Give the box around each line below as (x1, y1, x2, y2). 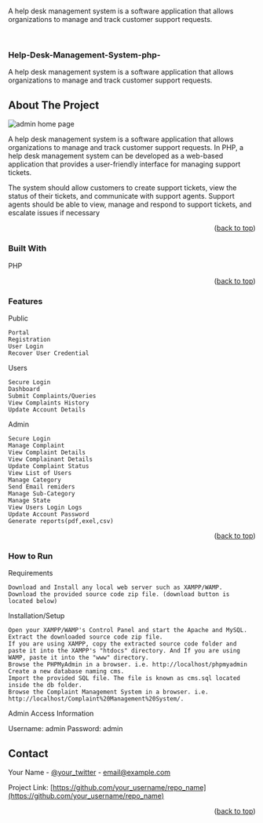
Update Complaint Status (8, 462, 89, 470)
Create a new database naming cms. (8, 668, 125, 675)
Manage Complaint (8, 441, 65, 449)
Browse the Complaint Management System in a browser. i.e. (8, 688, 210, 697)
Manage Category (8, 476, 61, 484)
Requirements (8, 569, 53, 578)
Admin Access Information (8, 709, 94, 719)
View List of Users (8, 469, 72, 477)
